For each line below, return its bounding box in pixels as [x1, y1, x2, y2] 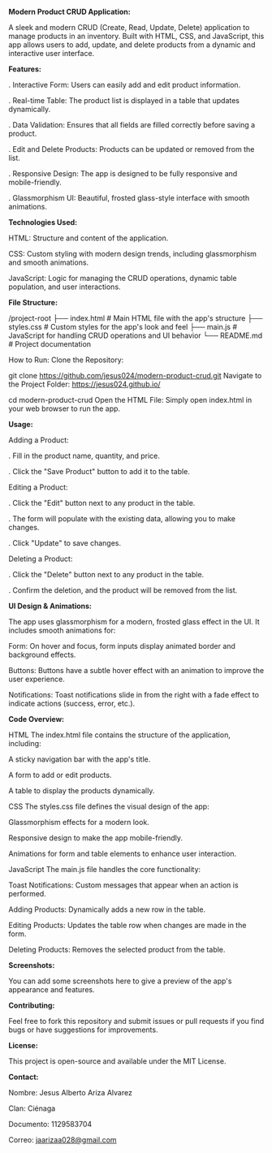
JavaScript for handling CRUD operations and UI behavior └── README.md [8, 330, 263, 340]
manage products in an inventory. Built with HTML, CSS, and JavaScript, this [8, 32, 265, 41]
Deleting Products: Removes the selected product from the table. [8, 945, 226, 954]
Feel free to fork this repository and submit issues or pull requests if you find [8, 1017, 265, 1026]
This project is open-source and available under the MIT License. [8, 1056, 227, 1066]
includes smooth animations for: [8, 625, 116, 635]
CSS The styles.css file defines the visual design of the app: [8, 801, 209, 811]
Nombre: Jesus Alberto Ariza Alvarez [8, 1088, 132, 1097]
